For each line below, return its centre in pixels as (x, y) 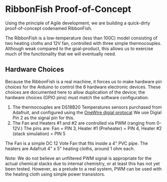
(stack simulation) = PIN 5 (39, 134)
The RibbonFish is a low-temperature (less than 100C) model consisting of (82, 38)
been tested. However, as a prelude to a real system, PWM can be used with (83, 169)
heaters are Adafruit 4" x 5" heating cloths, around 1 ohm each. (70, 149)
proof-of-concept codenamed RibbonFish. (49, 28)
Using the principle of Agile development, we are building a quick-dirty (78, 23)
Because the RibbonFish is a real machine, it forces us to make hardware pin (83, 81)
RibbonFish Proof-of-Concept (68, 9)
